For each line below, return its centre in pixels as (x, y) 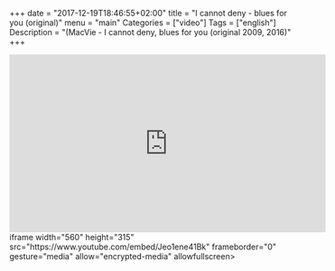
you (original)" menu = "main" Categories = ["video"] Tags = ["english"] (143, 23)
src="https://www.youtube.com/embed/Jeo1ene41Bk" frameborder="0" (143, 247)
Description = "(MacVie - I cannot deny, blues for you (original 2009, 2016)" (150, 32)
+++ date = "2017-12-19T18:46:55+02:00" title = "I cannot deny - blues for (148, 13)
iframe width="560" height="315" (72, 237)
